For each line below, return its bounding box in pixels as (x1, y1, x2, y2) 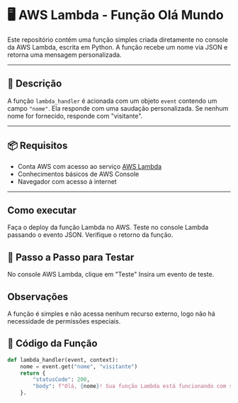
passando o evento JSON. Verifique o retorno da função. (7, 231, 174, 239)
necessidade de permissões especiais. (7, 317, 121, 325)
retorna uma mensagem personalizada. (7, 50, 122, 59)
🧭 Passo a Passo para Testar (7, 251, 135, 263)
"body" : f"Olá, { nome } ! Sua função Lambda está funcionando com (33, 382, 227, 390)
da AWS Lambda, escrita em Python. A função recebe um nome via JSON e (7, 43, 228, 51)
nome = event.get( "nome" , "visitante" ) (20, 363, 138, 370)
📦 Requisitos (7, 140, 68, 152)
